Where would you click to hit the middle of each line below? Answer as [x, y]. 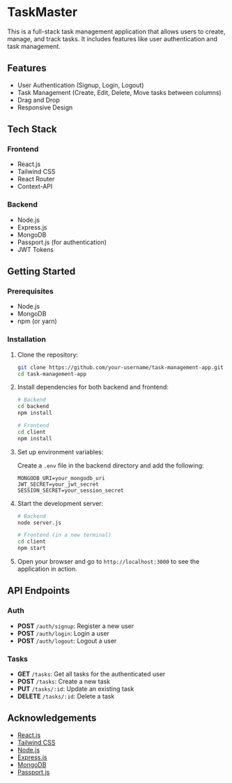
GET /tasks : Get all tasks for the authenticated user [91, 674]
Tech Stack [32, 129]
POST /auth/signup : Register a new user [76, 626]
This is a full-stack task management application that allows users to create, [116, 31]
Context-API [35, 186]
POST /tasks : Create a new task [63, 682]
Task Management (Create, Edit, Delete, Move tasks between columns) [119, 92]
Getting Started [41, 272]
